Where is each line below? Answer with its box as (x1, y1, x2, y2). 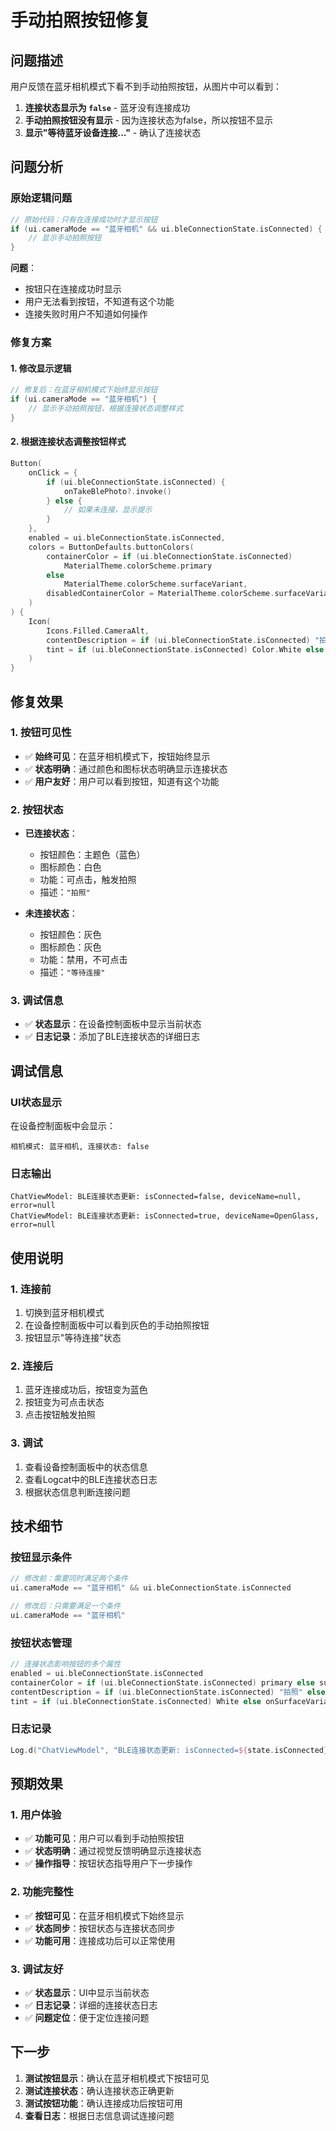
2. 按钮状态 (10, 802, 64, 816)
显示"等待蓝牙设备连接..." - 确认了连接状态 (24, 127, 202, 138)
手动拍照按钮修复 (10, 9, 152, 32)
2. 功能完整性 (10, 1885, 74, 1899)
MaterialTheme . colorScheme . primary (63, 561, 213, 571)
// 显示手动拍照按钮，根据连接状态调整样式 (28, 404, 184, 414)
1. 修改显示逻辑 (10, 362, 72, 374)
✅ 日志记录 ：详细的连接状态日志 (24, 1999, 158, 2011)
